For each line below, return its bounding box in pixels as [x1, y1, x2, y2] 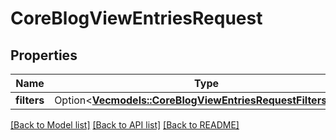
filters [15, 93, 45, 107]
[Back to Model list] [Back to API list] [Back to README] [10, 119, 240, 131]
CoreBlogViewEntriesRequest [10, 7, 263, 30]
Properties [10, 47, 78, 64]
